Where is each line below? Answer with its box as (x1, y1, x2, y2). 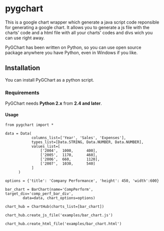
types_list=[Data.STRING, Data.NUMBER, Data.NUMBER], (31, 140, 144, 145)
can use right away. (5, 35, 45, 41)
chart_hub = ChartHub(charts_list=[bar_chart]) (5, 204, 105, 209)
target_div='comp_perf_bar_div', (5, 191, 74, 197)
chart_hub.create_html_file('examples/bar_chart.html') (5, 222, 122, 227)
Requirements (5, 89, 40, 96)
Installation (5, 64, 40, 72)
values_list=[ (31, 144, 60, 149)
